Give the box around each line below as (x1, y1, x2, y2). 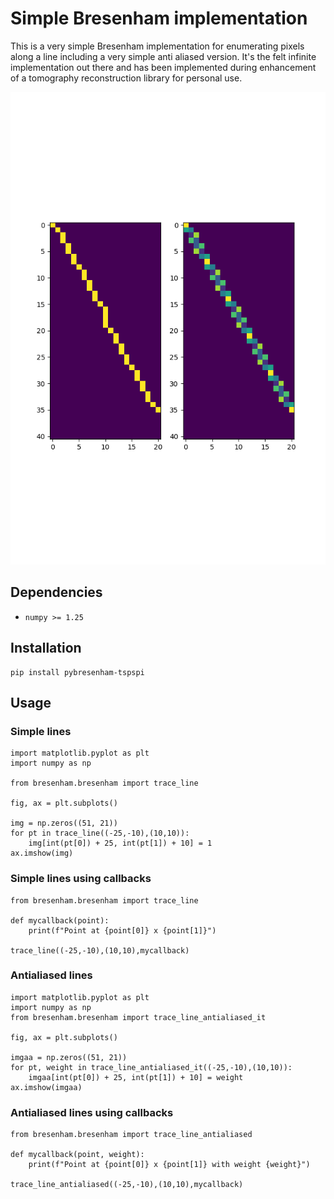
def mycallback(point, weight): (10, 1150, 145, 1160)
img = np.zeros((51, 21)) (10, 818, 118, 829)
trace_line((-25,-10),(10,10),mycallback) (10, 945, 190, 956)
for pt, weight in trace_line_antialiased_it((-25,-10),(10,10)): (10, 1062, 293, 1072)
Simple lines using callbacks (10, 872, 152, 886)
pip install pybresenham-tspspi (10, 667, 145, 677)
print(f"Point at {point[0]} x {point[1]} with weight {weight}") (28, 1160, 311, 1170)
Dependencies (10, 584, 103, 601)
